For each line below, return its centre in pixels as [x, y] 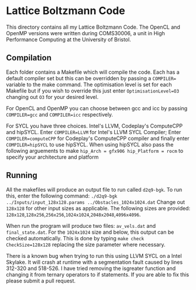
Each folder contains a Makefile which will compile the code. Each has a [93, 72]
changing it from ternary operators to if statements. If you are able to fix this [97, 274]
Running [22, 175]
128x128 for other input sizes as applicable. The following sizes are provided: [98, 208]
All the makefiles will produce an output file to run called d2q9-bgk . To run [94, 189]
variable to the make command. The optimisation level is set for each [89, 84]
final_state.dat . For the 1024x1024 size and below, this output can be [90, 232]
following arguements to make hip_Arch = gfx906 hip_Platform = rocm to [95, 151]
